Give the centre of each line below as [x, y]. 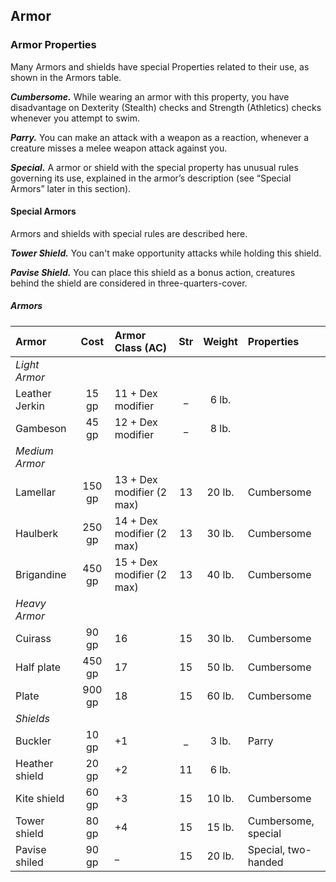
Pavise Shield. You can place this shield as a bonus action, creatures [153, 272]
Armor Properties [53, 45]
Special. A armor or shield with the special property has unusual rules [154, 167]
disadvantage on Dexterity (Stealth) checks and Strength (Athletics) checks [166, 107]
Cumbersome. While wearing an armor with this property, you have [150, 96]
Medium [34, 451]
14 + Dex [136, 521]
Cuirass [33, 638]
